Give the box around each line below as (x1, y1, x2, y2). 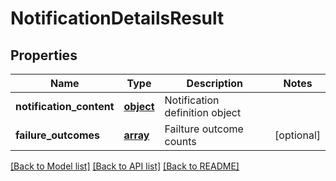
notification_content (15, 100, 115, 113)
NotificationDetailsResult (10, 7, 225, 30)
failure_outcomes (15, 128, 101, 142)
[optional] (274, 128, 321, 142)
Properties (10, 47, 78, 64)
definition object (164, 106, 242, 119)
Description (186, 77, 244, 90)
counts (164, 135, 197, 148)
